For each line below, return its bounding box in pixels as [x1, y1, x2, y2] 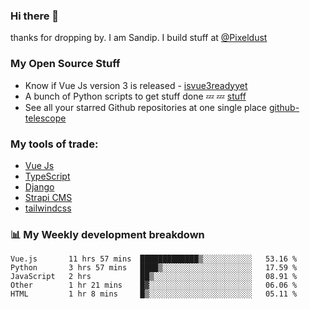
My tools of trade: [10, 137, 99, 151]
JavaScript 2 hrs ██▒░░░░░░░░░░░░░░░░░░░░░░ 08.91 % [10, 272, 298, 282]
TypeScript [24, 170, 71, 182]
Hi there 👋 [10, 9, 60, 23]
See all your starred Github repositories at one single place [24, 101, 268, 113]
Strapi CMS [24, 191, 73, 203]
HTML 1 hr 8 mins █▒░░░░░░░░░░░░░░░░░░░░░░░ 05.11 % [10, 289, 298, 299]
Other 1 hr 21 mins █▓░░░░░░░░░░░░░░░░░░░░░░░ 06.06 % [10, 280, 298, 291]
